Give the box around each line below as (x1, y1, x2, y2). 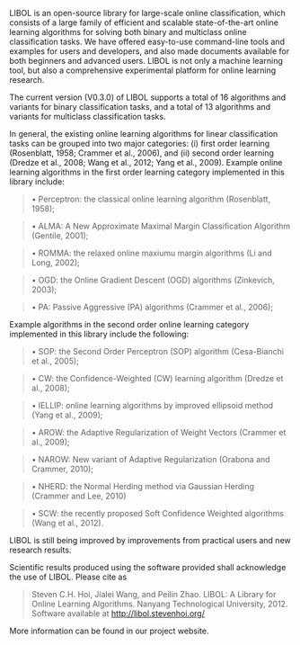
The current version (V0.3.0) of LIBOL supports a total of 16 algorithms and (9, 92, 287, 103)
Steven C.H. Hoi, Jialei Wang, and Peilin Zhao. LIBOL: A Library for (31, 589, 277, 599)
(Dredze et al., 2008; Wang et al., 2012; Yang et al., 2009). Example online (9, 157, 283, 167)
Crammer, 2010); (31, 463, 94, 474)
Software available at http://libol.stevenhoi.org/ (31, 608, 205, 619)
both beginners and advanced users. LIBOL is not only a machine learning (9, 56, 283, 66)
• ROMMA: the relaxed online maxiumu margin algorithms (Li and (31, 247, 272, 258)
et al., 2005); (31, 355, 79, 366)
